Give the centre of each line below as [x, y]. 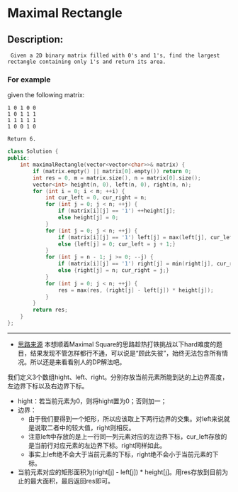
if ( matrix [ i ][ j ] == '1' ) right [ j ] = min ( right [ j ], [136, 264]
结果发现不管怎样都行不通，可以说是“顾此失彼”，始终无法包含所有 [126, 353]
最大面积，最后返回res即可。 [72, 481]
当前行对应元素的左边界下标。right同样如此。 [100, 445]
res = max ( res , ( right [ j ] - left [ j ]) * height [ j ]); [136, 290]
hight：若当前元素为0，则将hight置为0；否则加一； [92, 401]
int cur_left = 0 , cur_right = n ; [96, 198]
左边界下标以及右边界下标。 [48, 386]
